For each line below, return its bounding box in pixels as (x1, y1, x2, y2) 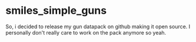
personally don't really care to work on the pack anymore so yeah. (5, 29, 167, 36)
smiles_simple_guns (5, 4, 107, 17)
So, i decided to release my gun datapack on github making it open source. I (5, 23, 191, 30)
